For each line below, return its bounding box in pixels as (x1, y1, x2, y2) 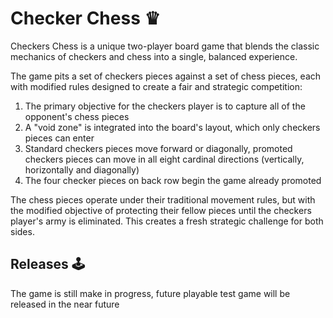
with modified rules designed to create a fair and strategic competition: (10, 80, 303, 92)
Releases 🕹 (10, 256, 85, 273)
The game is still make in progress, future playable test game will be (10, 287, 291, 299)
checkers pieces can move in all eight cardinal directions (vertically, (24, 153, 305, 165)
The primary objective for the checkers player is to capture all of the (24, 100, 306, 112)
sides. (10, 225, 35, 237)
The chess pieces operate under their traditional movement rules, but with (10, 193, 316, 206)
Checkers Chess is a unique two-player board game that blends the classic (10, 40, 320, 52)
